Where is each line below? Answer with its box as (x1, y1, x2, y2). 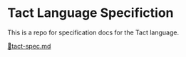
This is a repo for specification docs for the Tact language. (7, 28, 180, 37)
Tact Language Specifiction (7, 5, 174, 21)
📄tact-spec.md (7, 42, 51, 50)
